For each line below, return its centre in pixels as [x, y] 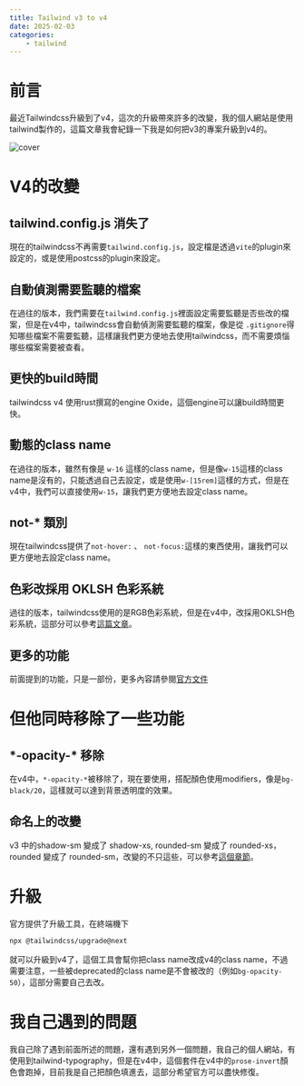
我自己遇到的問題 [74, 1022]
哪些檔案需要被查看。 [49, 347]
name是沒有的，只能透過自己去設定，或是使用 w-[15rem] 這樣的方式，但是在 [149, 480]
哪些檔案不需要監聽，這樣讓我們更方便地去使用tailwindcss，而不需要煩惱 [153, 336]
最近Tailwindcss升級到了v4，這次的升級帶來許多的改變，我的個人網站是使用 [152, 118]
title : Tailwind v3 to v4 [58, 18]
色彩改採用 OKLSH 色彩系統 [87, 588]
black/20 [26, 792]
